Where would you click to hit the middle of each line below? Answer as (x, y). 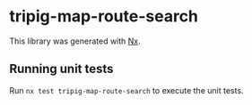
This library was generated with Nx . (75, 41)
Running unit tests (61, 69)
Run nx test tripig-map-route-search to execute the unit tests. (126, 90)
